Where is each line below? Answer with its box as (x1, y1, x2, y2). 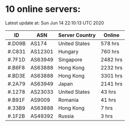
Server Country (58, 31, 96, 38)
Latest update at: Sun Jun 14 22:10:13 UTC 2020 (5, 20, 105, 26)
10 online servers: (5, 3, 81, 15)
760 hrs (100, 48, 120, 55)
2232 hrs (100, 64, 123, 71)
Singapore (58, 56, 83, 63)
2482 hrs (100, 56, 123, 63)
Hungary (58, 48, 79, 55)
